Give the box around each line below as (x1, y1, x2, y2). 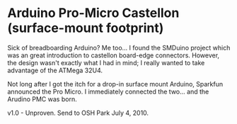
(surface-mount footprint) (7, 20, 164, 36)
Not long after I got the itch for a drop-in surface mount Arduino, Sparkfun (7, 79, 224, 88)
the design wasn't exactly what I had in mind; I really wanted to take (7, 58, 205, 67)
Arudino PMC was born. (7, 94, 77, 103)
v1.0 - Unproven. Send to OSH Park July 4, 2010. (7, 108, 149, 117)
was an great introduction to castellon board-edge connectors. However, (7, 51, 220, 60)
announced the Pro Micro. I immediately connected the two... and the (7, 87, 209, 96)
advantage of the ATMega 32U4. (7, 66, 103, 74)
